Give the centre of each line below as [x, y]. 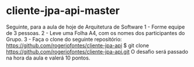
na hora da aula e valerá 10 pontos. [48, 58]
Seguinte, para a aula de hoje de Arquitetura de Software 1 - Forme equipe [96, 27]
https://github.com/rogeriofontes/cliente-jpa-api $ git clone [77, 45]
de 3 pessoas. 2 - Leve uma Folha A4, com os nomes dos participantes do [96, 33]
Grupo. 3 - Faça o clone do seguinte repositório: [64, 39]
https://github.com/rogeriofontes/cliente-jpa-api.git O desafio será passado [97, 51]
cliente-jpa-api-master [63, 11]
